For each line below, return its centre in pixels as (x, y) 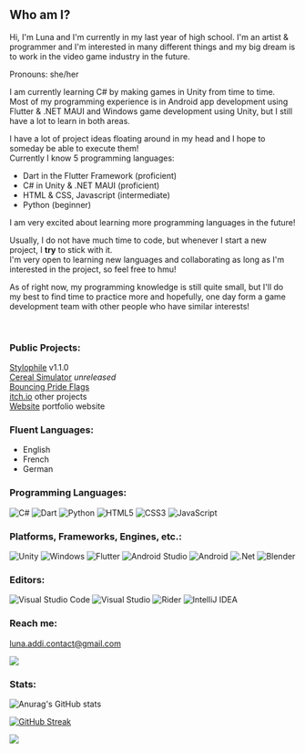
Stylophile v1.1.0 (39, 368)
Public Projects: (45, 348)
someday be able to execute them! (74, 148)
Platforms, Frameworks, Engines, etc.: (96, 536)
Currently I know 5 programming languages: (92, 158)
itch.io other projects (48, 397)
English (36, 450)
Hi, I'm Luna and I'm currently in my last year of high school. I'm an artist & (149, 37)
